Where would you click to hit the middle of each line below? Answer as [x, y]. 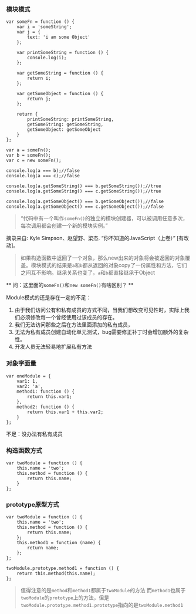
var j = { [29, 32]
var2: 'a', [30, 386]
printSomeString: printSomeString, [71, 119]
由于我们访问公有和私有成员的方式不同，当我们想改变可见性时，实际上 [99, 310]
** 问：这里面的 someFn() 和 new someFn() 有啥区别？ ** [70, 285]
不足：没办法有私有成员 [34, 434]
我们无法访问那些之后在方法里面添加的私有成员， [74, 325]
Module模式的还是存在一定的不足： [49, 298]
